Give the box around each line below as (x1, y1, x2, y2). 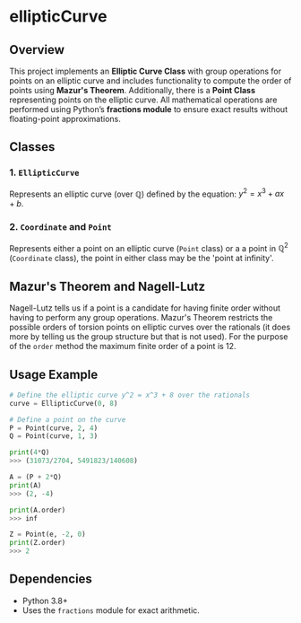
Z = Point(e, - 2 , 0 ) (9, 530, 87, 540)
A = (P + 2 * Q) (9, 473, 63, 482)
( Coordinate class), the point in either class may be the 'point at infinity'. (9, 253, 274, 264)
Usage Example (9, 366, 99, 382)
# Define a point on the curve (9, 415, 126, 424)
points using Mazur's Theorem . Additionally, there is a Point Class (9, 85, 255, 95)
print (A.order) (9, 505, 66, 514)
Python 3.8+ (21, 595, 69, 606)
